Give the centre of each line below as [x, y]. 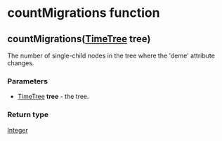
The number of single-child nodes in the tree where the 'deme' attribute [111, 55]
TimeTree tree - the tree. [53, 97]
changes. [21, 63]
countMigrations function [84, 13]
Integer [18, 130]
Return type [28, 115]
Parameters [27, 81]
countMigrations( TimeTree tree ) [79, 39]
